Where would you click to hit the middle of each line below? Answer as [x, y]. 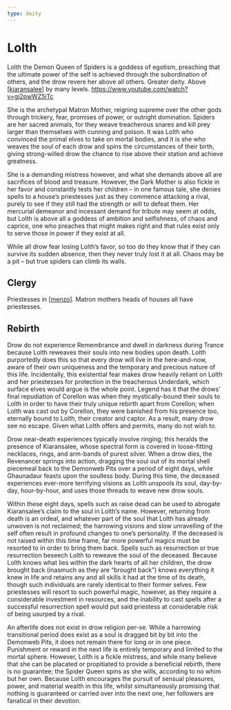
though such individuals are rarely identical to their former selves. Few [107, 585]
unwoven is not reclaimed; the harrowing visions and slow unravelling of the [115, 526]
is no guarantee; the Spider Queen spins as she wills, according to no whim [114, 671]
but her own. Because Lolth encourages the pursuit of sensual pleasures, [111, 679]
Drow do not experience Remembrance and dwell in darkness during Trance [115, 345]
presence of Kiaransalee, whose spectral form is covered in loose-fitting [110, 447]
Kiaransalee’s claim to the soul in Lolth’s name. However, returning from [109, 511]
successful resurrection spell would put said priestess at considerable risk [113, 607]
